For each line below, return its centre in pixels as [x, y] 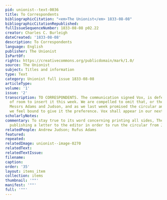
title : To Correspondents [32, 14]
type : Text [16, 74]
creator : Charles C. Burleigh [37, 33]
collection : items [24, 176]
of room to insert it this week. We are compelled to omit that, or [82, 102]
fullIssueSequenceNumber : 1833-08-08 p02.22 [52, 28]
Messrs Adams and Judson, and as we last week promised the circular [83, 107]
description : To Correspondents [39, 42]
